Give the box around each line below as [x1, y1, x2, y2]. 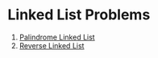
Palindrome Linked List [19, 32, 95, 42]
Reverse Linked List [19, 40, 85, 50]
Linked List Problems [7, 6, 151, 24]
